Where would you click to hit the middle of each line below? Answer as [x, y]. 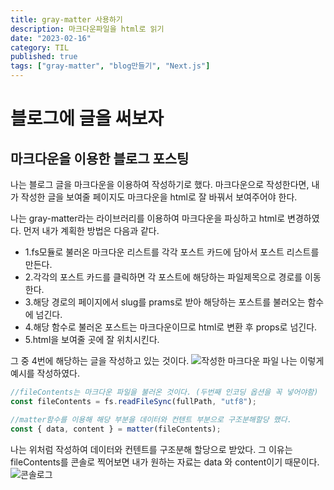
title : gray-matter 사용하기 [66, 19]
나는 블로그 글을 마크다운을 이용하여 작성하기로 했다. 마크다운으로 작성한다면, [160, 184]
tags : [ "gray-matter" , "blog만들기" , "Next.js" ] [110, 66]
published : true [44, 57]
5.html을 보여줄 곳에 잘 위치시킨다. [92, 339]
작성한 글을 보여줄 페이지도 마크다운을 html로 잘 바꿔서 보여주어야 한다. [159, 197]
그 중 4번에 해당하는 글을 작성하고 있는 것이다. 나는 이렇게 [167, 360]
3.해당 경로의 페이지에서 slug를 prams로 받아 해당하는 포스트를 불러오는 [165, 302]
